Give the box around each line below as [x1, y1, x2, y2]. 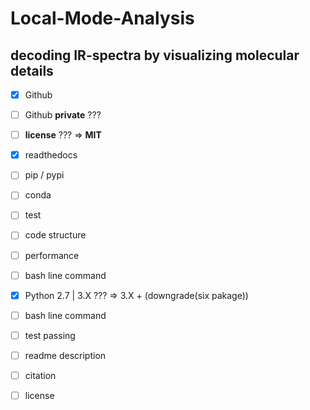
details [10, 62, 54, 79]
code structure [24, 229, 87, 241]
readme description [24, 349, 107, 361]
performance [24, 249, 80, 261]
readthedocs [24, 149, 78, 161]
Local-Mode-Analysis [10, 7, 195, 30]
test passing [24, 329, 76, 341]
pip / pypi [24, 169, 65, 181]
